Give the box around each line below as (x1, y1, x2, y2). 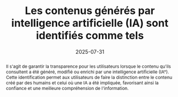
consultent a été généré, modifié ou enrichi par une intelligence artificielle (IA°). (5, 68, 169, 75)
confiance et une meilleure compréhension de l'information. (5, 85, 129, 91)
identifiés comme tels (36, 29, 144, 42)
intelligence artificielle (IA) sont (11, 16, 169, 30)
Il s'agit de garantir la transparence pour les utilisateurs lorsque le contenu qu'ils (5, 63, 172, 70)
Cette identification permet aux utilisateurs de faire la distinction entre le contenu (5, 74, 173, 80)
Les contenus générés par (25, 4, 155, 18)
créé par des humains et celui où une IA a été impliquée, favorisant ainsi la (5, 79, 159, 86)
